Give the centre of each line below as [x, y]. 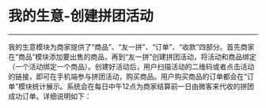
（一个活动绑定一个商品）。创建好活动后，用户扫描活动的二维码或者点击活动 [131, 66]
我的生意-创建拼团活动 [81, 16]
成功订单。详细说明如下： [50, 96]
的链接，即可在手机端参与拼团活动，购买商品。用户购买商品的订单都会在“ [128, 76]
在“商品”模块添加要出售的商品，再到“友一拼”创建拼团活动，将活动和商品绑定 [132, 57]
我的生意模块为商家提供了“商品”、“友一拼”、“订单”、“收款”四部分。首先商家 [131, 47]
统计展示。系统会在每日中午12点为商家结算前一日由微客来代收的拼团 [143, 86]
